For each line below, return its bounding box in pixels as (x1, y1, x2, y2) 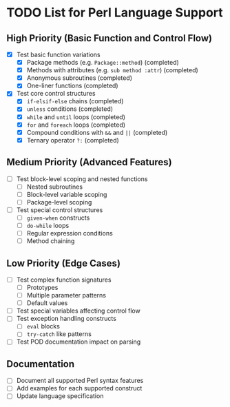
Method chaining (26, 237, 75, 245)
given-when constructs (26, 213, 90, 222)
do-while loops (26, 221, 70, 229)
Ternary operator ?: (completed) (26, 136, 120, 144)
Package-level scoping (26, 198, 92, 206)
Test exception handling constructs (16, 315, 116, 323)
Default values (26, 299, 68, 307)
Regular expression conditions (26, 229, 113, 237)
